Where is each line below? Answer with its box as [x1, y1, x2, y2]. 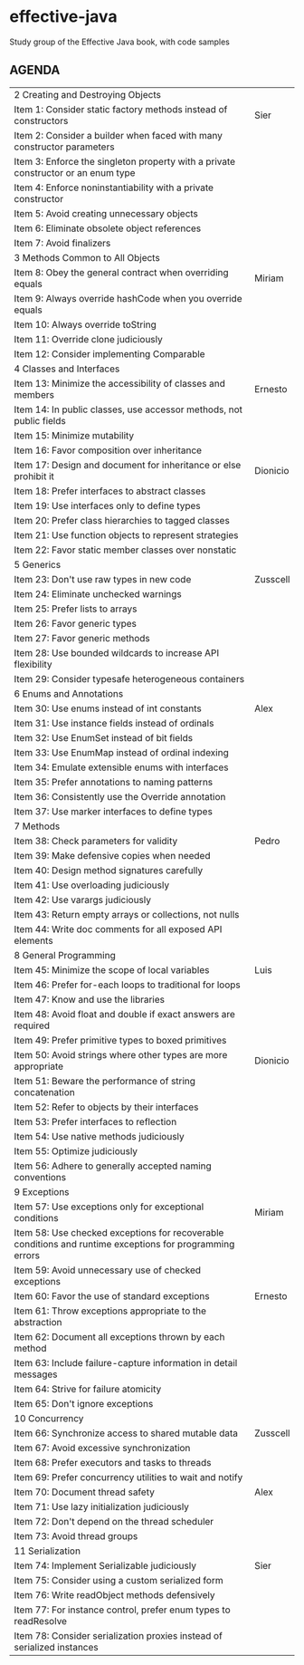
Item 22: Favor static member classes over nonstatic [14, 544, 237, 556]
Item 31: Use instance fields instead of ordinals [14, 717, 214, 729]
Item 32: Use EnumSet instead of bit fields [14, 731, 193, 744]
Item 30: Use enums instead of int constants [14, 702, 202, 715]
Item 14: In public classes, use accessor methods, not [14, 403, 242, 416]
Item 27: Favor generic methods [14, 631, 151, 644]
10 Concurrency [14, 1411, 84, 1424]
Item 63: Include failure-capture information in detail [14, 1356, 238, 1369]
